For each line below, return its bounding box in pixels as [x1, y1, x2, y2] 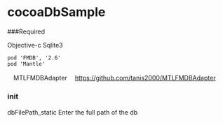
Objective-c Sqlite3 [7, 41, 63, 49]
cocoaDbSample [7, 4, 106, 20]
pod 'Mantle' [7, 60, 46, 67]
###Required [7, 27, 46, 36]
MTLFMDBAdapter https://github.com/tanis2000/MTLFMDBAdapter [13, 73, 216, 82]
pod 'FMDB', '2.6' [7, 54, 61, 61]
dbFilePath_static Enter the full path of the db [7, 108, 138, 117]
